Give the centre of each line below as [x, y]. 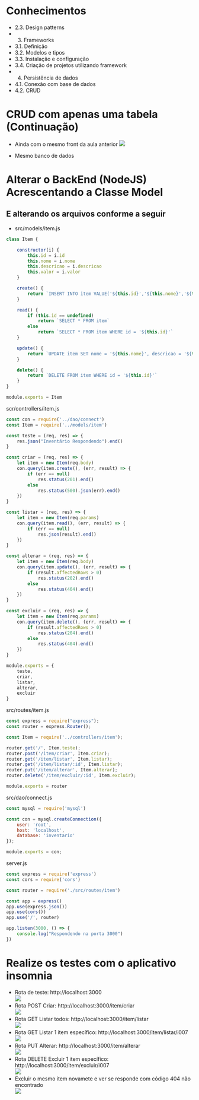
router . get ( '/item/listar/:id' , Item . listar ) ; [65, 764]
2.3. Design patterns [40, 27]
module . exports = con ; [34, 852]
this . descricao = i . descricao [65, 266]
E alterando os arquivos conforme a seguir [86, 214]
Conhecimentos [46, 11]
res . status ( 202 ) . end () [66, 578]
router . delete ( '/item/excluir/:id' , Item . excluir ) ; [71, 775]
